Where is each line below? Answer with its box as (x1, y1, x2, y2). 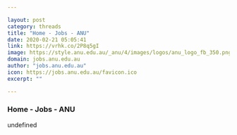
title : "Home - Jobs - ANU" (7, 30, 90, 37)
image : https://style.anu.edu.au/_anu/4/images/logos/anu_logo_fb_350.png (7, 49, 232, 56)
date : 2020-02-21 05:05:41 (7, 36, 87, 43)
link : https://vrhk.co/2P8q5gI (7, 43, 99, 50)
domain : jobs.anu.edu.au (7, 56, 80, 63)
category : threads (7, 22, 61, 30)
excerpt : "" (7, 75, 42, 82)
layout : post (7, 16, 46, 23)
